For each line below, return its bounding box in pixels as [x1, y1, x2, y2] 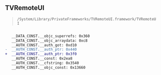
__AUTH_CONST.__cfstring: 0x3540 [11, 60, 79, 66]
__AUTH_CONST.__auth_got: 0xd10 [11, 43, 77, 47]
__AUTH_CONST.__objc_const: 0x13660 [11, 65, 86, 70]
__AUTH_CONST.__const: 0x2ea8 [11, 56, 73, 61]
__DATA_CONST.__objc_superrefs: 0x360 [11, 33, 90, 38]
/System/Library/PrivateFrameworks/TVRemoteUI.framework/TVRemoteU [16, 16, 156, 21]
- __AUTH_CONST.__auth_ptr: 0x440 [5, 47, 77, 52]
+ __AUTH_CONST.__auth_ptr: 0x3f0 [5, 52, 77, 57]
